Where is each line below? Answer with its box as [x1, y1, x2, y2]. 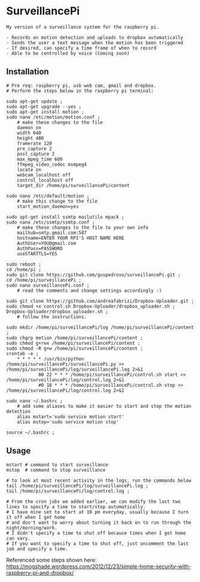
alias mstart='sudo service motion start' [17, 413, 125, 420]
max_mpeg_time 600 [17, 156, 63, 162]
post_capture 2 [17, 151, 55, 157]
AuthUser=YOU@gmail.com [17, 240, 77, 246]
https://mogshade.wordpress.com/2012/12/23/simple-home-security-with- [6, 563, 192, 570]
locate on [17, 166, 42, 172]
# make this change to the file [17, 198, 98, 204]
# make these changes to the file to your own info [17, 224, 149, 231]
